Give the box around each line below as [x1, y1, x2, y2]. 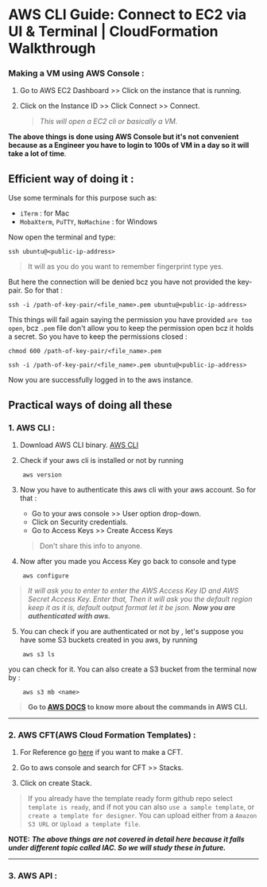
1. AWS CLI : [8, 422, 56, 433]
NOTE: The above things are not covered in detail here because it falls [8, 834, 245, 844]
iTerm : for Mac [19, 208, 70, 218]
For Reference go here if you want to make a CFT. [19, 748, 184, 757]
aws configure [22, 571, 69, 580]
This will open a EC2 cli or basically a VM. [39, 117, 178, 126]
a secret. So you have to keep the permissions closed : [8, 332, 188, 341]
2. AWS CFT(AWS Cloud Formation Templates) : [8, 729, 196, 741]
